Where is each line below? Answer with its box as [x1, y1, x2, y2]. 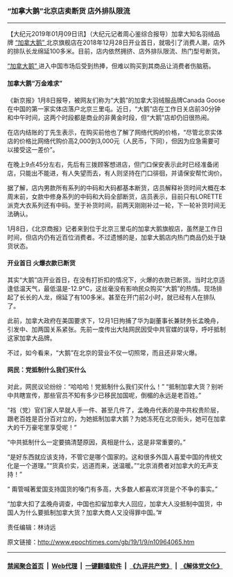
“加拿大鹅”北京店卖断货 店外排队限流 [7, 6, 130, 15]
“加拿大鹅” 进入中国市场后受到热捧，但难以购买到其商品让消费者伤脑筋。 [7, 62, 215, 70]
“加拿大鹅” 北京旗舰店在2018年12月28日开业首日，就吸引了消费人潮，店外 [15, 38, 226, 47]
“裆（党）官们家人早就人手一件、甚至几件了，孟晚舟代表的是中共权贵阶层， [7, 405, 223, 414]
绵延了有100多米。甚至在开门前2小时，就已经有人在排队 [55, 293, 216, 301]
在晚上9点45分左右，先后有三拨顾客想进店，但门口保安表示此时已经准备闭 [7, 160, 220, 168]
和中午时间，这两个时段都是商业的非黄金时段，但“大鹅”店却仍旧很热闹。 [7, 113, 214, 122]
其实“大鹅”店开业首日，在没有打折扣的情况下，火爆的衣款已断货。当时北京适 [7, 276, 225, 284]
